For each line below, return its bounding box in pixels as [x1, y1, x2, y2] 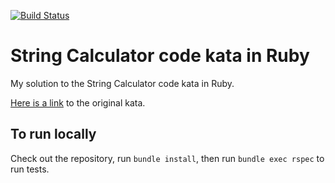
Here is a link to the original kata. [10, 96, 146, 109]
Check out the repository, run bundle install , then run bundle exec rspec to [10, 152, 325, 164]
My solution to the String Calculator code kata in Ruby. [10, 77, 235, 89]
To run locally [10, 126, 97, 143]
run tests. [10, 163, 50, 175]
